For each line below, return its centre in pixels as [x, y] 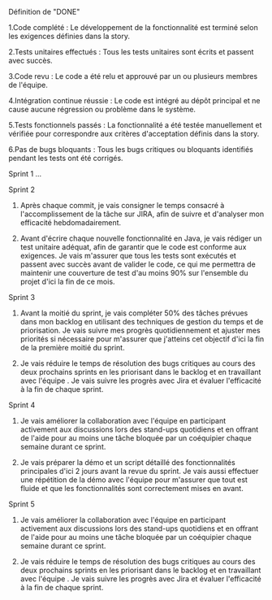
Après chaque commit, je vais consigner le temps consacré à [122, 205]
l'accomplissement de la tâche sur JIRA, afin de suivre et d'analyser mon [142, 214]
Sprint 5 [22, 504]
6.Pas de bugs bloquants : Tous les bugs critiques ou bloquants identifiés [131, 149]
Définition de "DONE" [44, 12]
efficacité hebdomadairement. [71, 222]
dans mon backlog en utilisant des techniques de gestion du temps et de [142, 322]
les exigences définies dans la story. [69, 36]
